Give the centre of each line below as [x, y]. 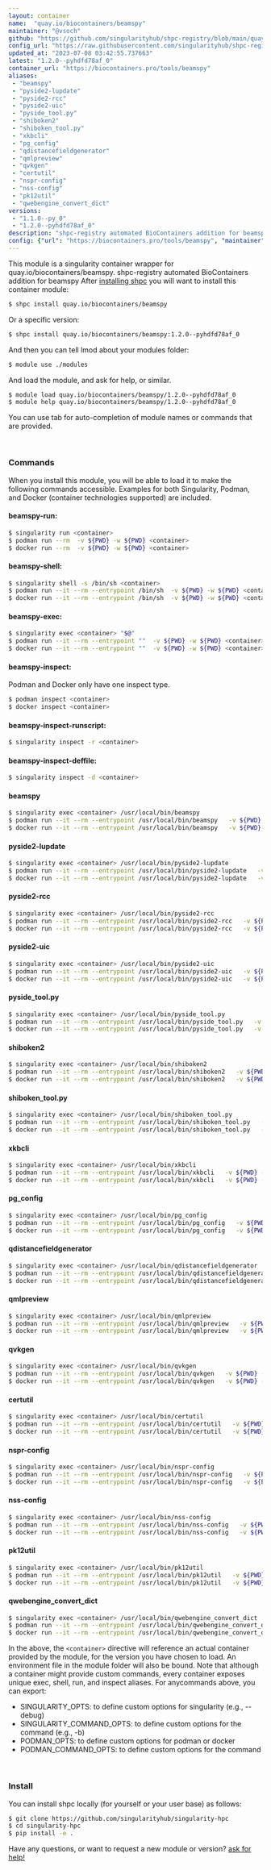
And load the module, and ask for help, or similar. [90, 380]
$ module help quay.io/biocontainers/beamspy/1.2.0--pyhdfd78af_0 [122, 402]
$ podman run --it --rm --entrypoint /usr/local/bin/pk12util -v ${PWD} [137, 1575]
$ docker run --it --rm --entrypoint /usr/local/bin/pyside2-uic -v [129, 979]
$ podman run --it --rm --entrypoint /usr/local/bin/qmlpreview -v [128, 1323]
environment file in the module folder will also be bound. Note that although [134, 1665]
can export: [27, 1691]
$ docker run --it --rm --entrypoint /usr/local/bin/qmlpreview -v [128, 1331]
